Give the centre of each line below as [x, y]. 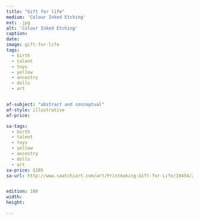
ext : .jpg [18, 22]
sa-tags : [17, 126]
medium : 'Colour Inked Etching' [46, 17]
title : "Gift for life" [36, 12]
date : [13, 39]
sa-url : [16, 176]
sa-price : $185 [25, 170]
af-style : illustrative [36, 110]
